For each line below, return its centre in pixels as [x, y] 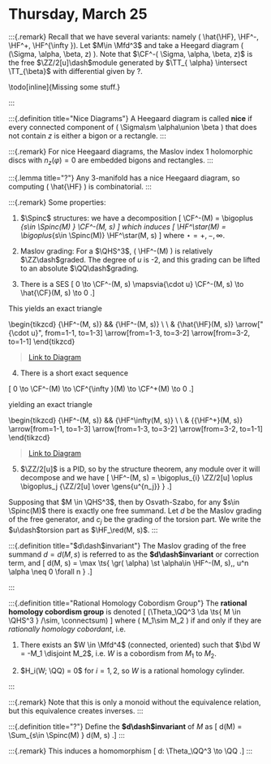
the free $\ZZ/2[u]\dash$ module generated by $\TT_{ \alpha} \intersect [128, 63]
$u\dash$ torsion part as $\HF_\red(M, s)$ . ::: [83, 530]
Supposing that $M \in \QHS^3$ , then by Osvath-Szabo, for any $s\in [124, 501]
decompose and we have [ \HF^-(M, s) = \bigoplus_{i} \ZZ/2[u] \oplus [136, 477]
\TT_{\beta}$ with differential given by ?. [76, 71]
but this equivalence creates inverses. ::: [76, 711]
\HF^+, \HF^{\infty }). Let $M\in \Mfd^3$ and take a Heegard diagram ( [126, 45]
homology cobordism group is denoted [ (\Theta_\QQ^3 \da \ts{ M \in [125, 611]
